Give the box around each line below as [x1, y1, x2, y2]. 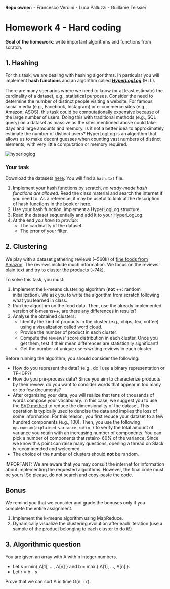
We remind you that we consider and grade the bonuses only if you [5, 499, 146, 506]
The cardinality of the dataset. [20, 223, 83, 229]
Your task [5, 163, 29, 171]
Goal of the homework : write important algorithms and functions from [5, 38, 151, 45]
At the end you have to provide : [12, 217, 78, 223]
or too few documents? [12, 387, 61, 393]
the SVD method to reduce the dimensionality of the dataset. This [12, 402, 149, 409]
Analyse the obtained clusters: [12, 313, 76, 319]
